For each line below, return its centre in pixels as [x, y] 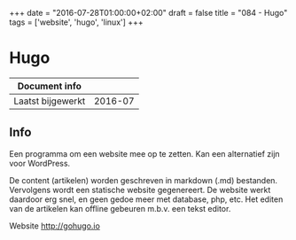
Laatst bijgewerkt [50, 101]
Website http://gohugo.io [55, 226]
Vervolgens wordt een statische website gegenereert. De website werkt [140, 190]
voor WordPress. [40, 163]
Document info [49, 86]
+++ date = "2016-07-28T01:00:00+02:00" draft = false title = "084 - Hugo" [148, 13]
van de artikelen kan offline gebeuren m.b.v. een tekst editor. [120, 208]
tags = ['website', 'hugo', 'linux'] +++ [76, 22]
